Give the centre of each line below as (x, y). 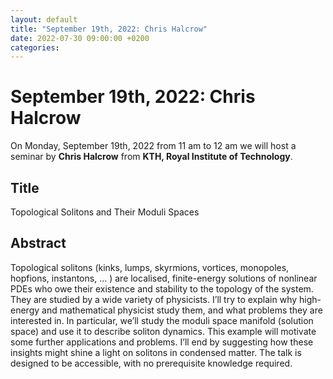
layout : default (44, 19)
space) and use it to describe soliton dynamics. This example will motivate (163, 331)
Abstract (38, 243)
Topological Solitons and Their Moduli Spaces (105, 212)
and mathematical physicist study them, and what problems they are (182, 310)
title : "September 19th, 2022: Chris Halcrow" (109, 29)
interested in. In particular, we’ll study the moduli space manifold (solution (162, 320)
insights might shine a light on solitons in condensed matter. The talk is (156, 352)
